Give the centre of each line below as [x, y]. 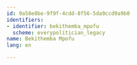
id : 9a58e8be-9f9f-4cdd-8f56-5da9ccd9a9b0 [68, 13]
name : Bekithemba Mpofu [41, 39]
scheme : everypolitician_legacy [59, 32]
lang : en [19, 45]
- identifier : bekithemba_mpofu [53, 26]
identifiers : [25, 20]
